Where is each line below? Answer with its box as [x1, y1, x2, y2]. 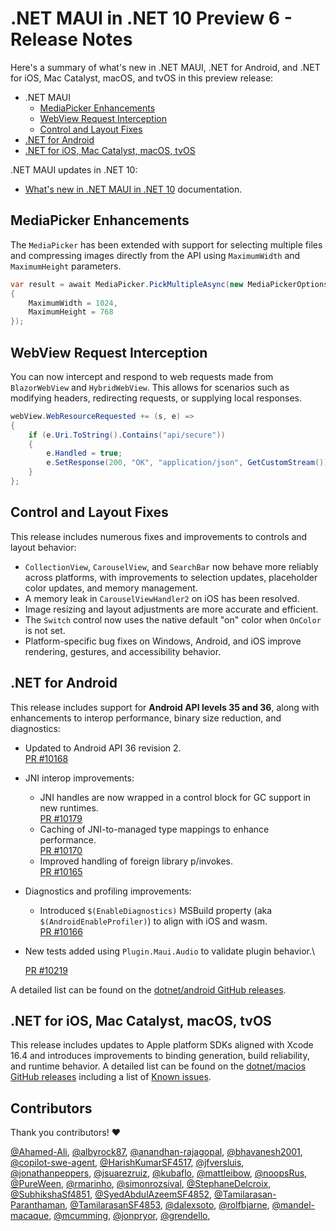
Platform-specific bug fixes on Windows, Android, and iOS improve [24, 635, 302, 647]
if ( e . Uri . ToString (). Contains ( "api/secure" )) [28, 430, 226, 440]
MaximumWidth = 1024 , [28, 298, 118, 308]
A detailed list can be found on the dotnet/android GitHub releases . [10, 983, 287, 996]
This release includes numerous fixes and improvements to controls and [10, 530, 308, 542]
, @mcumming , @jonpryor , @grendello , [48, 1210, 211, 1222]
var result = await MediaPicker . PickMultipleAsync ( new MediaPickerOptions [10, 279, 329, 289]
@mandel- [271, 1199, 316, 1211]
